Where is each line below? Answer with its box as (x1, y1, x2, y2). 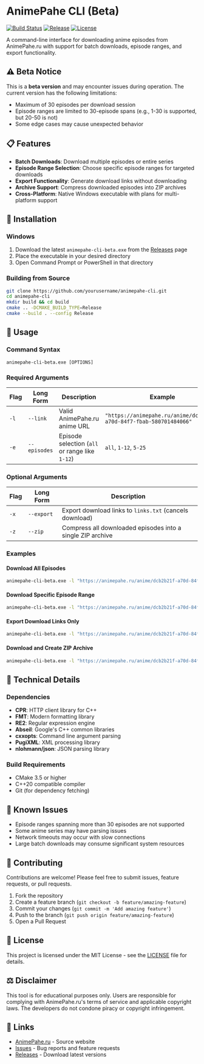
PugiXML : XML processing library (15, 739, 100, 746)
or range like (58, 447, 95, 455)
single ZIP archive (61, 531, 113, 540)
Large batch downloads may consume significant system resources (15, 840, 185, 847)
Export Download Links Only (6, 617, 80, 625)
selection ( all (58, 439, 98, 447)
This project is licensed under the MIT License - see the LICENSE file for (6, 951, 187, 958)
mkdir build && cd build (6, 299, 69, 305)
